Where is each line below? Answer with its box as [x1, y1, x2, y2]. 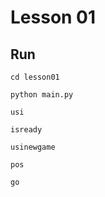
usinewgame [10, 142, 56, 152]
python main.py [10, 90, 74, 100]
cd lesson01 [10, 72, 60, 82]
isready [10, 125, 43, 135]
